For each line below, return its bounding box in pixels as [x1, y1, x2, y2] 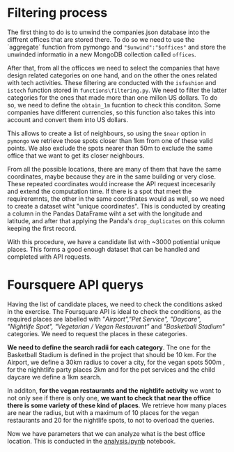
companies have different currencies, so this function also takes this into [7, 108, 216, 116]
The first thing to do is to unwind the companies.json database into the [7, 28, 210, 36]
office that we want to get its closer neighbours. [7, 151, 145, 160]
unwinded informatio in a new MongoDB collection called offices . [7, 50, 196, 59]
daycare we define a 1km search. [7, 372, 102, 381]
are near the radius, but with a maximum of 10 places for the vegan [7, 408, 200, 416]
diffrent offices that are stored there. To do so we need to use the [7, 35, 195, 43]
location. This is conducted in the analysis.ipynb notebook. [7, 437, 176, 445]
